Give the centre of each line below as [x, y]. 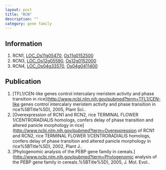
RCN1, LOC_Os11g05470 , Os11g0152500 [53, 56]
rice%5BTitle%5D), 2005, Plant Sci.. [49, 109]
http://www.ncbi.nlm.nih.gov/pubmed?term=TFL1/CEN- [105, 99]
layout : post [19, 10]
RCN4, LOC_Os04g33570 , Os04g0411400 [55, 66]
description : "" [22, 19]
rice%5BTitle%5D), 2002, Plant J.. [47, 146]
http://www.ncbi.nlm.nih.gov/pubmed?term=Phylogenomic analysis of [85, 157]
